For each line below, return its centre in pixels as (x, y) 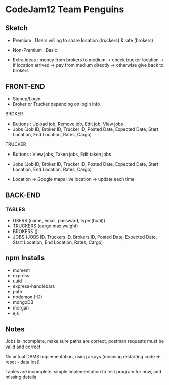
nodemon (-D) (27, 297)
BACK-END (23, 195)
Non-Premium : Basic (35, 50)
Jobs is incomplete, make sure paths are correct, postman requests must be (85, 341)
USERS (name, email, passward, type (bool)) (59, 220)
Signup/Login (27, 99)
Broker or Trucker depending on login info (56, 104)
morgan (21, 308)
